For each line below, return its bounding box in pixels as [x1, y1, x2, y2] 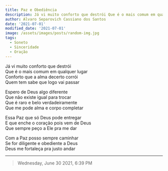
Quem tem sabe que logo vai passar [5, 79, 80, 85]
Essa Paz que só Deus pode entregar [5, 114, 81, 120]
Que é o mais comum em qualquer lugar [5, 68, 88, 74]
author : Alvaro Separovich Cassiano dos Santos [5, 17, 106, 22]
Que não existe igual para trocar [5, 94, 71, 100]
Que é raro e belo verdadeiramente [5, 99, 77, 105]
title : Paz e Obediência [5, 7, 57, 13]
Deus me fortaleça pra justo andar [5, 145, 76, 151]
